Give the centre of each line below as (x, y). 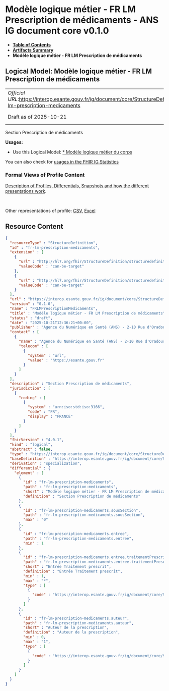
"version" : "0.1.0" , (32, 304)
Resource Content (34, 226)
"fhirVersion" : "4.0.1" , (37, 440)
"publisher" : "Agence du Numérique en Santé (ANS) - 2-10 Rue (77, 327)
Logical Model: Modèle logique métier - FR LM (79, 71)
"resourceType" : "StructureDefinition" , (54, 243)
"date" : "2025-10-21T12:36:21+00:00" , (52, 323)
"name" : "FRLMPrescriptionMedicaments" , (54, 308)
